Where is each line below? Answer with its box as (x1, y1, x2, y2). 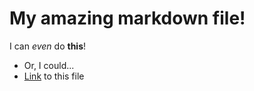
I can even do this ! (9, 40, 87, 52)
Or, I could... (23, 59, 75, 71)
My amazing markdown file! (9, 7, 246, 30)
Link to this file (23, 70, 85, 82)
